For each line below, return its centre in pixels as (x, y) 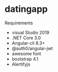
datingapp (26, 9)
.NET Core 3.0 (26, 38)
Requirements (19, 23)
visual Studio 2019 (30, 32)
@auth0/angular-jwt (32, 48)
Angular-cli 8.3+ (28, 43)
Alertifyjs (21, 64)
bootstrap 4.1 (25, 59)
